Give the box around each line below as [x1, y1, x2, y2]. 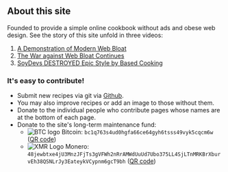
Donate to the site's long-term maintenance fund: [16, 121, 157, 129]
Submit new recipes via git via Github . [16, 92, 125, 100]
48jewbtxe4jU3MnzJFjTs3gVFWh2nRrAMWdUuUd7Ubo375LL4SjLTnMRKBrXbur [27, 151, 221, 158]
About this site [7, 5, 71, 17]
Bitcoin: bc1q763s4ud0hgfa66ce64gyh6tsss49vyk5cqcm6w [61, 128, 214, 136]
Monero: [64, 143, 89, 151]
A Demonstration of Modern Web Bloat [16, 44, 127, 52]
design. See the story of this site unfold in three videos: [7, 31, 163, 39]
